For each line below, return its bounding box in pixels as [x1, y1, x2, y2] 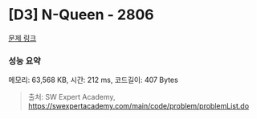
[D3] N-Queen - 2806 [8, 6, 154, 24]
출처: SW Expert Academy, [27, 92, 116, 102]
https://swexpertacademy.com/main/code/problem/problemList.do [27, 101, 250, 111]
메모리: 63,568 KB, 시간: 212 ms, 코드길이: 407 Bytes [8, 75, 178, 85]
